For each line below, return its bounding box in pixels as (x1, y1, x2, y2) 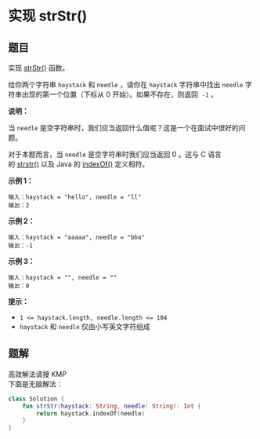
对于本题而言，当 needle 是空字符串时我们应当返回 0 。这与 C (8, 150, 206, 159)
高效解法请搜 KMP (8, 369, 67, 379)
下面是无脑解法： (8, 379, 63, 389)
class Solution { (8, 394, 65, 403)
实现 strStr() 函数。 (8, 64, 70, 72)
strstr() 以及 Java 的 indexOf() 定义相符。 (16, 159, 150, 169)
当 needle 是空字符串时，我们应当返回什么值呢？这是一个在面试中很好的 (8, 123, 239, 132)
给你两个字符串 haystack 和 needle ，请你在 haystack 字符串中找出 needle (8, 80, 244, 89)
